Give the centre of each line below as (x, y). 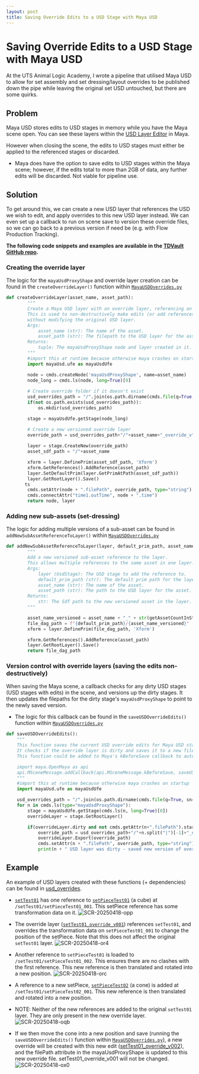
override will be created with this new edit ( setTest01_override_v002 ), (99, 1046)
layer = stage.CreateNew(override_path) (78, 446)
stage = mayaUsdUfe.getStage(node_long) (78, 419)
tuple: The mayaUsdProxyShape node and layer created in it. (115, 348)
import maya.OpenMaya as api (53, 767)
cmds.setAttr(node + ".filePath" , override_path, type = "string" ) (110, 490)
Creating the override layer (46, 267)
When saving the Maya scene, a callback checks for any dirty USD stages (96, 686)
